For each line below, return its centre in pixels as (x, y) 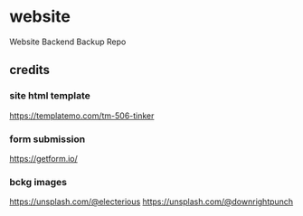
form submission (47, 139)
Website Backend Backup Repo (68, 42)
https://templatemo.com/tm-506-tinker (82, 116)
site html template (50, 96)
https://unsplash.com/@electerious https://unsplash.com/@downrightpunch (151, 202)
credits (30, 70)
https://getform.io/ (44, 158)
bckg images (38, 182)
